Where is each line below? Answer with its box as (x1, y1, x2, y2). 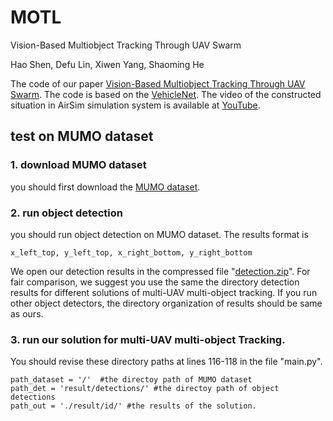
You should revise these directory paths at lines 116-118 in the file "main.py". (10, 356, 323, 368)
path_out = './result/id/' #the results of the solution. (10, 401, 257, 411)
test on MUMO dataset (10, 128, 154, 145)
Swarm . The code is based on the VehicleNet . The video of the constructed (10, 88, 322, 100)
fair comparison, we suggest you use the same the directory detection (10, 276, 300, 288)
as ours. (10, 307, 44, 320)
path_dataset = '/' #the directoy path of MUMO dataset (10, 375, 253, 385)
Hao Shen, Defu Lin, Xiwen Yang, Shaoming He (10, 58, 205, 70)
